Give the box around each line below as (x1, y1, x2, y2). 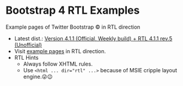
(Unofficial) (14, 41, 42, 48)
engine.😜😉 (23, 73, 53, 80)
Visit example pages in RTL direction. (14, 47, 106, 54)
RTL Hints (14, 54, 39, 61)
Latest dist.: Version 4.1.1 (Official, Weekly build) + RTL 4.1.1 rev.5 (14, 35, 173, 42)
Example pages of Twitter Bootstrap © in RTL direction (5, 23, 141, 30)
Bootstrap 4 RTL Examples (5, 4, 140, 17)
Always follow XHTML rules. (23, 60, 93, 67)
